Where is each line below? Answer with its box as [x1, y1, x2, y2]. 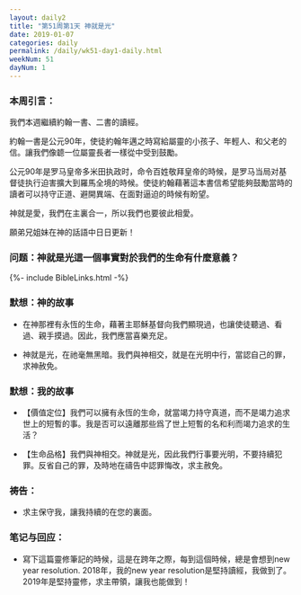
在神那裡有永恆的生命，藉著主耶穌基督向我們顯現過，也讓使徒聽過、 [22, 318, 275, 329]
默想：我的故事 [9, 385, 75, 397]
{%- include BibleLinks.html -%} [9, 272, 129, 283]
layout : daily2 [9, 13, 66, 22]
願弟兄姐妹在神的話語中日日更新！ [9, 226, 136, 238]
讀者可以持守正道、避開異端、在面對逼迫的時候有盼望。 [9, 189, 214, 200]
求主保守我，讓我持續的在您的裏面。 [22, 507, 157, 518]
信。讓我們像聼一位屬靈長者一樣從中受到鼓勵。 [9, 147, 182, 158]
